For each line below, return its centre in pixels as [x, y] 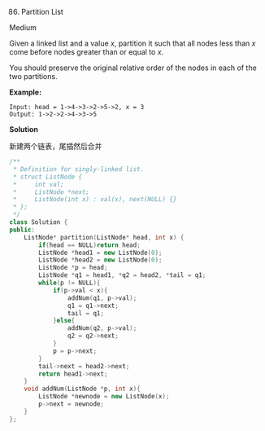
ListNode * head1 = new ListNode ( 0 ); [100, 253]
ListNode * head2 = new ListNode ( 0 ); [100, 260]
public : [22, 230]
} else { [64, 321]
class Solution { [39, 222]
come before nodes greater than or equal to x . [87, 52]
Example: [26, 92]
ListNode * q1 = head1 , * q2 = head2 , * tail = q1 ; [122, 275]
